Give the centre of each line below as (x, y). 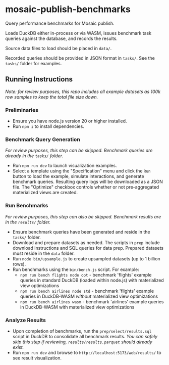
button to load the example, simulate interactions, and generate (78, 176)
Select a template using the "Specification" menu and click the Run (81, 171)
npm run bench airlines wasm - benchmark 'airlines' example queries (92, 301)
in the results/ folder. (28, 222)
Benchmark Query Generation (43, 139)
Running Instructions (39, 79)
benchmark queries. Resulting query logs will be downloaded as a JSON (88, 182)
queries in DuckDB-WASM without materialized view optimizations (89, 296)
